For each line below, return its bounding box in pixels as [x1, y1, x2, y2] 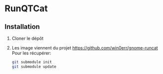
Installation [4, 23, 40, 31]
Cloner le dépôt [11, 35, 44, 41]
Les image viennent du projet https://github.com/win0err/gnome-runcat [11, 45, 159, 50]
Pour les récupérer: [11, 50, 51, 56]
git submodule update [11, 64, 56, 69]
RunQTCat [4, 3, 48, 14]
